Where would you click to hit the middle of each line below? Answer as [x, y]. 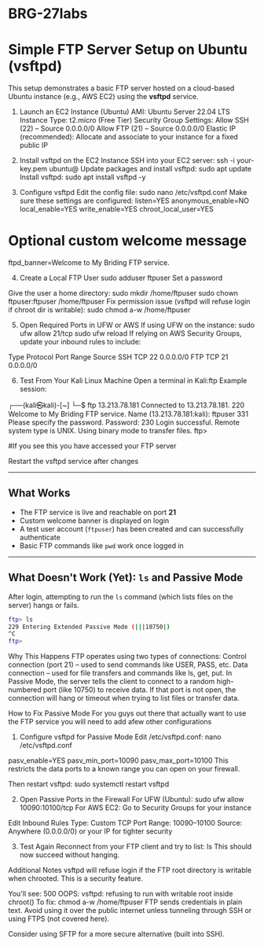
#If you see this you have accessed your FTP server [92, 446]
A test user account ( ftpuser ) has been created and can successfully [132, 528]
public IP [34, 145]
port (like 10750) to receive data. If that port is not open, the [139, 690]
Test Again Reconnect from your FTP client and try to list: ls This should [136, 847]
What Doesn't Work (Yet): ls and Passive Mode [126, 578]
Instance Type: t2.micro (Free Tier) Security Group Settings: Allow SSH [134, 120]
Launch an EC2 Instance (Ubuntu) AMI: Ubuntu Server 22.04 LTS [125, 112]
